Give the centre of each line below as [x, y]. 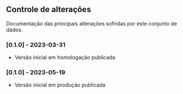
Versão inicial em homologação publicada [65, 57]
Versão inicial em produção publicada [60, 85]
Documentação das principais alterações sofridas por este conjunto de [91, 23]
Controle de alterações [49, 10]
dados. [14, 30]
